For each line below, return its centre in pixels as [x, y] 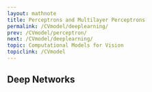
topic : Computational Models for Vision [66, 45]
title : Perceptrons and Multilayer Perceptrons [76, 20]
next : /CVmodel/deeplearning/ [50, 39]
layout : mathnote [32, 13]
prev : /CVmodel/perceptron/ [47, 33]
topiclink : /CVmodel [37, 52]
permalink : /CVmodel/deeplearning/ [58, 26]
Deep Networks [41, 80]
